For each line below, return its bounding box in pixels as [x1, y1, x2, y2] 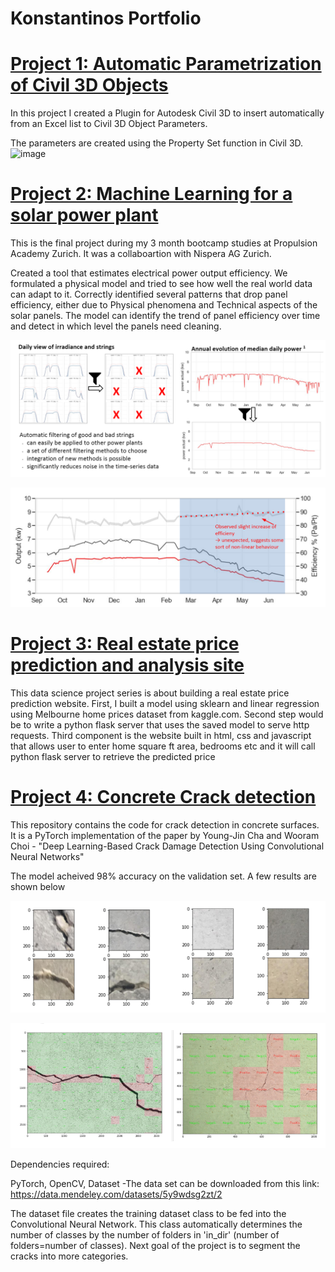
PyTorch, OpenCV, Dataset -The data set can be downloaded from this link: [10, 1178, 320, 1190]
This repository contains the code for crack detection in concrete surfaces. [10, 818, 320, 831]
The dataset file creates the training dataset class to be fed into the [10, 1208, 287, 1220]
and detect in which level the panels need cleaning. [10, 320, 222, 332]
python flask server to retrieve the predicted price [10, 750, 216, 762]
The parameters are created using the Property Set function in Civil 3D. [10, 137, 304, 149]
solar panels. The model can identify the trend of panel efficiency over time [10, 310, 321, 322]
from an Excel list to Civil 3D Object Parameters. [10, 118, 208, 130]
